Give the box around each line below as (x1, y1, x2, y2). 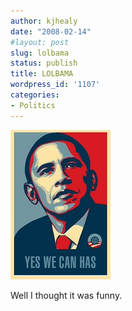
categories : (10, 90, 60, 100)
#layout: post (10, 37, 70, 47)
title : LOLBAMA (10, 69, 74, 79)
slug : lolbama (10, 48, 70, 58)
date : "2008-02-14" (10, 26, 92, 37)
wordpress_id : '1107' (10, 80, 101, 90)
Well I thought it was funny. (10, 289, 123, 301)
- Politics (10, 100, 56, 110)
